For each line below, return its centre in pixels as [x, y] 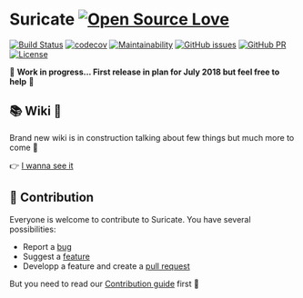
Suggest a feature [56, 256]
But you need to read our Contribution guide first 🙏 [105, 283]
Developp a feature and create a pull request [106, 266]
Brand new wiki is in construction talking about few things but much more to [152, 137]
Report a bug [47, 246]
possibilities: [33, 229]
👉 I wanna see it [42, 165]
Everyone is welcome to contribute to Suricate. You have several [131, 219]
